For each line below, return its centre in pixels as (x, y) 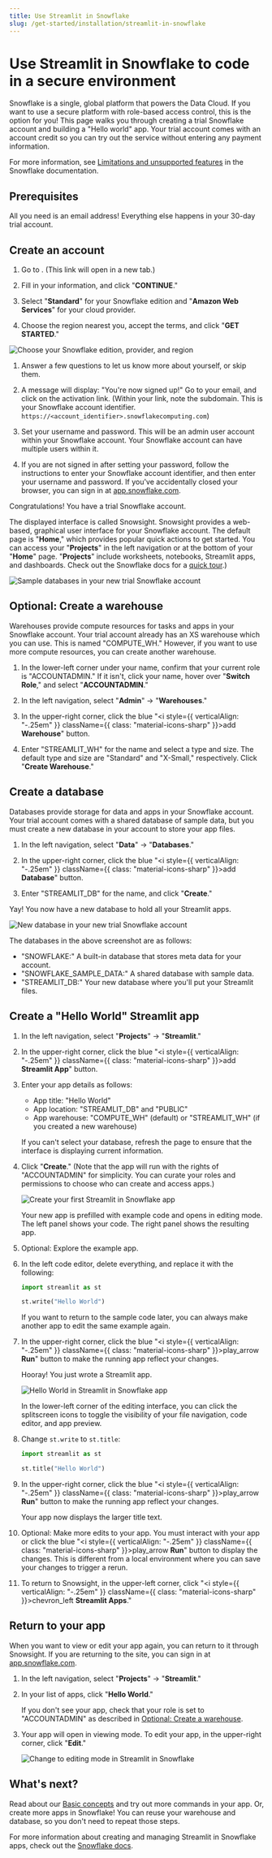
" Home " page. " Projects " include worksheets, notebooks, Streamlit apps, (132, 556)
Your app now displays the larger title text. (92, 1517)
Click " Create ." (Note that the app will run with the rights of (120, 1166)
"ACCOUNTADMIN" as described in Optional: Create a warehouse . (132, 1718)
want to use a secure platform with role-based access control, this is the (130, 112)
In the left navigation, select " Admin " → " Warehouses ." (114, 700)
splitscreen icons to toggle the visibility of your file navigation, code (134, 1415)
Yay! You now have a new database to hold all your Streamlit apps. (121, 909)
